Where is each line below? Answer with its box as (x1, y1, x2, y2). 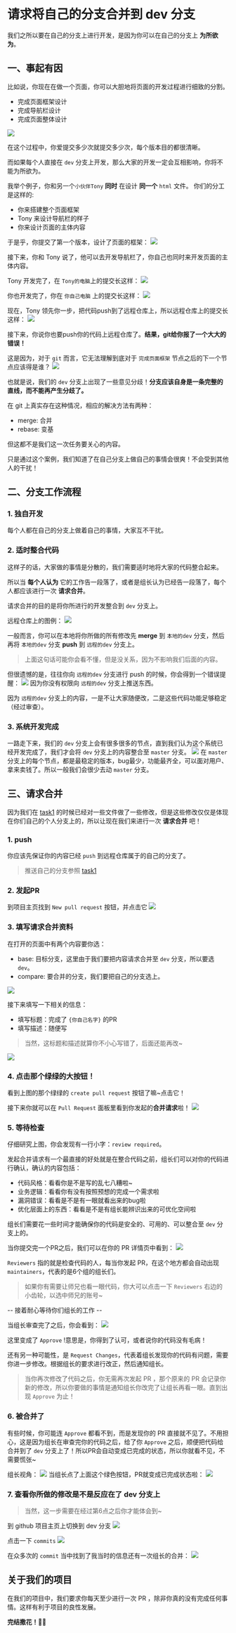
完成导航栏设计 (17, 106, 61, 115)
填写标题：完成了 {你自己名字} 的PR (17, 1015, 117, 1023)
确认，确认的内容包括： (13, 1164, 81, 1172)
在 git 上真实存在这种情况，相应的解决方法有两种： (7, 401, 154, 410)
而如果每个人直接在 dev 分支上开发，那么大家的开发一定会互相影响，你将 (7, 157, 218, 166)
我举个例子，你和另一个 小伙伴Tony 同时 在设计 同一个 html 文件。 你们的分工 (7, 181, 225, 190)
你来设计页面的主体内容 (17, 223, 86, 231)
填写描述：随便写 (17, 1024, 67, 1032)
